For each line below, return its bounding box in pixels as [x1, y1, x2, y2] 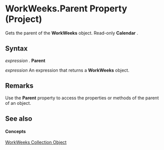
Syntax [5, 44, 28, 53]
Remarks [5, 81, 34, 90]
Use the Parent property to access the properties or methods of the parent [5, 95, 159, 101]
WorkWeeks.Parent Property [5, 3, 128, 14]
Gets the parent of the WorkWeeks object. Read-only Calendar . [5, 30, 139, 36]
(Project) [5, 13, 42, 25]
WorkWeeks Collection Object [5, 140, 67, 146]
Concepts [5, 128, 26, 134]
